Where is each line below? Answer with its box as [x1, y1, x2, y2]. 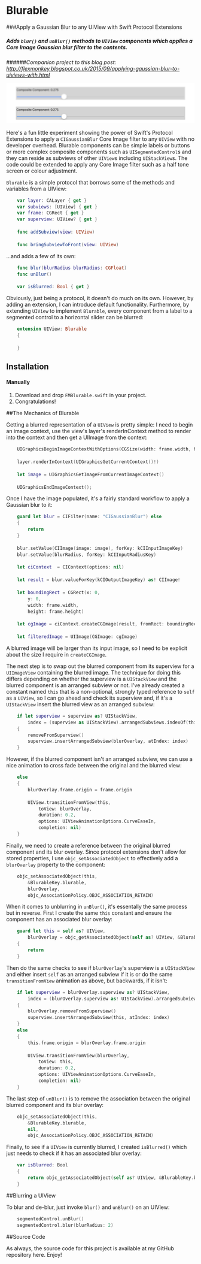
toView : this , [38, 1059, 74, 1065]
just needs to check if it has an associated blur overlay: [6, 1150, 142, 1157]
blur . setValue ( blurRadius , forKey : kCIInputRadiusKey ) [17, 552, 157, 558]
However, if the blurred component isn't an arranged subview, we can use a [6, 755, 193, 763]
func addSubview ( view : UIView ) [17, 229, 95, 235]
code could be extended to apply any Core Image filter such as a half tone [6, 161, 190, 168]
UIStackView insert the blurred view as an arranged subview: [6, 700, 155, 707]
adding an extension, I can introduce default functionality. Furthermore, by [6, 301, 190, 309]
